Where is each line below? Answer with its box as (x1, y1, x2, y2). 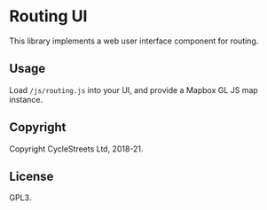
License (9, 168, 54, 183)
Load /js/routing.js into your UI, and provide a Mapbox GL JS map (9, 84, 259, 95)
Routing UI (9, 6, 88, 27)
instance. (9, 94, 43, 105)
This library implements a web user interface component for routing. (9, 35, 259, 46)
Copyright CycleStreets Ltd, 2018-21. (9, 144, 144, 154)
